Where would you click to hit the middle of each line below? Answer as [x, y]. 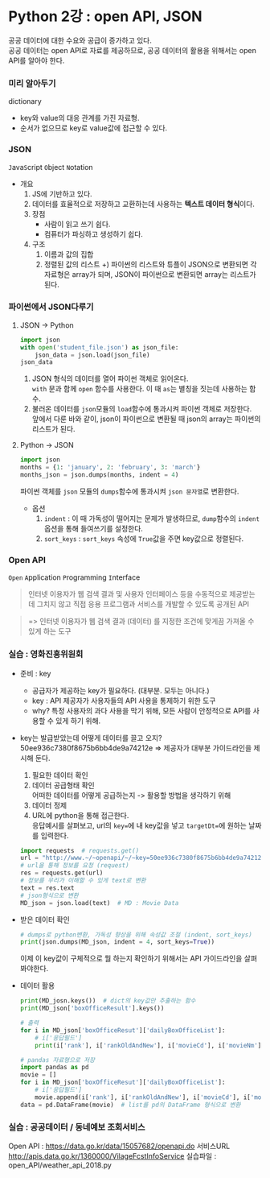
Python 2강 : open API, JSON [105, 17]
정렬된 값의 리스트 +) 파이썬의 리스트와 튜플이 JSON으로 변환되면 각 [150, 264]
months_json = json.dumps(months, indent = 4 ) [99, 475]
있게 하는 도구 [49, 631]
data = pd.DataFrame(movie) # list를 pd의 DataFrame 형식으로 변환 [130, 1105]
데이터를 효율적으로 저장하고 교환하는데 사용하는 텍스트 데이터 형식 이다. [143, 204]
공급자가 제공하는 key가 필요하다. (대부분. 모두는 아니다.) [121, 690]
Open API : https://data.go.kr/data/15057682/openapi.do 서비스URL [119, 1146]
